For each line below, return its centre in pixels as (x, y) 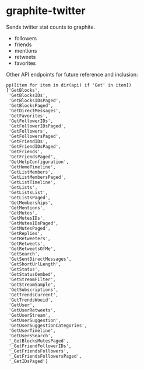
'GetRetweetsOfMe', (32, 249)
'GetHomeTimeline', (32, 167)
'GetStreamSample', (32, 285)
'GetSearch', (24, 254)
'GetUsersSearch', (31, 336)
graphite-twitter (46, 11)
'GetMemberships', (31, 203)
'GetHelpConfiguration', (38, 162)
